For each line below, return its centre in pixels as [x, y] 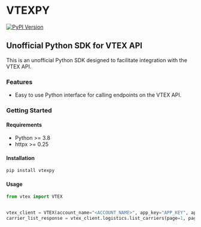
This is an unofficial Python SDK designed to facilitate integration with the [97, 60]
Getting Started [29, 110]
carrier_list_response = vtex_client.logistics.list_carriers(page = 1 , [96, 219]
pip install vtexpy [31, 171]
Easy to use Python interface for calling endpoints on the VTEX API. [98, 95]
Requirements [24, 125]
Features [19, 82]
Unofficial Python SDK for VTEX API [74, 46]
